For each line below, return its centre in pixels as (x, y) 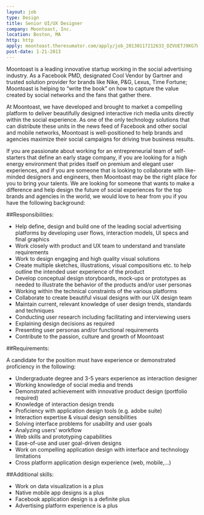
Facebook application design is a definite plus (73, 499)
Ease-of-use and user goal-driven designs (68, 443)
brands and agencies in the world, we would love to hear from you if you (97, 196)
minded (16, 177)
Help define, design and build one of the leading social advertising (98, 226)
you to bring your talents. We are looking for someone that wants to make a (100, 183)
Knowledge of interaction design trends (64, 404)
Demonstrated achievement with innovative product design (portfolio (101, 391)
